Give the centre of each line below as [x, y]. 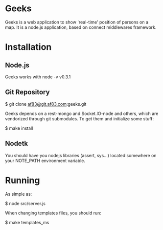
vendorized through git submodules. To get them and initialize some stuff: [80, 118]
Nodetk [17, 144]
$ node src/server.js [25, 203]
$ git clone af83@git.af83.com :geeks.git [46, 104]
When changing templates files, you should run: [53, 213]
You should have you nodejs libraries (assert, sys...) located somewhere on [81, 155]
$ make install [19, 128]
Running [23, 180]
